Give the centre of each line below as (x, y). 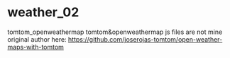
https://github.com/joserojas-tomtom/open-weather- (145, 39)
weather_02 (43, 12)
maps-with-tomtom (35, 47)
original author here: (37, 39)
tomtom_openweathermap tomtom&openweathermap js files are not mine (115, 32)
